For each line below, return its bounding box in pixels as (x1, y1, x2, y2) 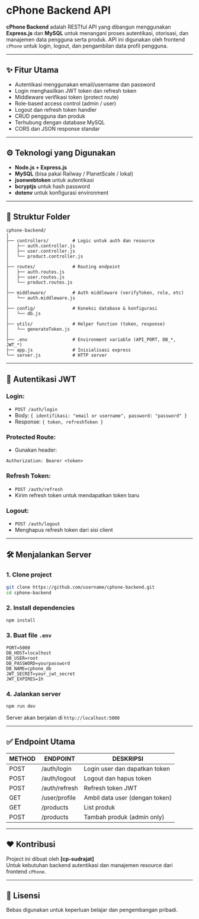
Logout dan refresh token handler (14, 106, 97, 113)
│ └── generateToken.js (6, 327, 70, 333)
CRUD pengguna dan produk (14, 112, 86, 120)
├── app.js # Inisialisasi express (6, 347, 131, 353)
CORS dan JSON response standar (14, 125, 100, 132)
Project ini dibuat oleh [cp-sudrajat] (6, 855, 94, 862)
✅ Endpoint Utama (6, 737, 76, 747)
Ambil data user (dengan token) (84, 793, 172, 802)
